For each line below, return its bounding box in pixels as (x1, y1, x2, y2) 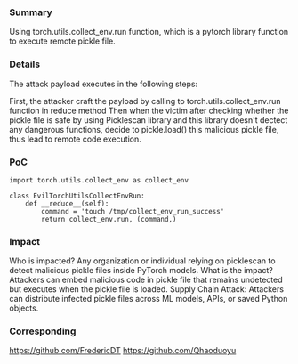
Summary (9, 6, 53, 19)
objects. (9, 303, 39, 313)
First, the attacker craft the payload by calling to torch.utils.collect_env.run (9, 95, 282, 106)
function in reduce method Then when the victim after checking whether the (9, 105, 289, 116)
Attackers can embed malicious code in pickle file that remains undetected (9, 274, 283, 286)
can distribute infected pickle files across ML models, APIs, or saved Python (9, 294, 288, 304)
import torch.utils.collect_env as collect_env (9, 175, 189, 184)
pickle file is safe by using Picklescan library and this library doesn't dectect (9, 114, 288, 125)
